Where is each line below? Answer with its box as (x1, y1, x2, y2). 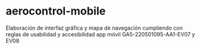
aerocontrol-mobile (5, 4, 106, 18)
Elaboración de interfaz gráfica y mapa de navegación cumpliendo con (5, 24, 183, 31)
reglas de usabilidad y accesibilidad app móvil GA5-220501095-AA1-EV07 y (5, 30, 196, 38)
